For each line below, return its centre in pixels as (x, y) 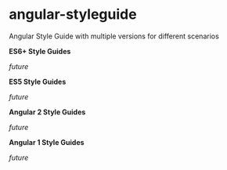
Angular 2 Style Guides (47, 112)
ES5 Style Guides (38, 81)
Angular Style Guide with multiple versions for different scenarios (114, 36)
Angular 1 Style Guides (47, 142)
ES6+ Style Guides (40, 51)
